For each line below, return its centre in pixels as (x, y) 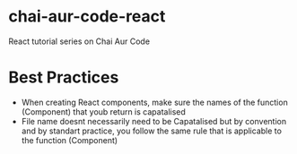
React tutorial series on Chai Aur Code (79, 41)
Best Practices (64, 77)
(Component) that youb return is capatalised (103, 111)
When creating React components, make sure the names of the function (154, 102)
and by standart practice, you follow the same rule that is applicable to (151, 131)
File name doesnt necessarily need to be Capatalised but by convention (154, 121)
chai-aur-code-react (87, 17)
